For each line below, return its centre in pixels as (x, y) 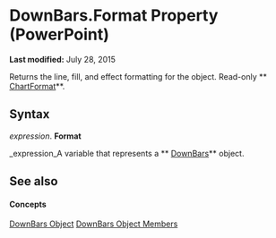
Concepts (28, 204)
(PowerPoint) (60, 34)
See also (34, 181)
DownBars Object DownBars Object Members (94, 224)
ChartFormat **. (37, 86)
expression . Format (46, 136)
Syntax (30, 114)
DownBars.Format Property (114, 16)
